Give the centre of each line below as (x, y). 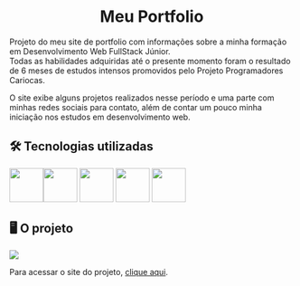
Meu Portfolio (152, 17)
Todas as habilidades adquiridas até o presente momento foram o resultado (150, 61)
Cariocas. (27, 80)
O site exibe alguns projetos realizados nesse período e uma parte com (142, 98)
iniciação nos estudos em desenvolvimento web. (100, 117)
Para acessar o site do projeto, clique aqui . (89, 272)
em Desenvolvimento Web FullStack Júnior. (90, 51)
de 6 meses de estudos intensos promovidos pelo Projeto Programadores (146, 71)
